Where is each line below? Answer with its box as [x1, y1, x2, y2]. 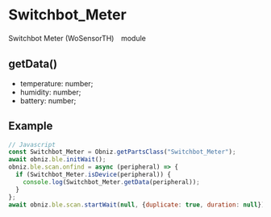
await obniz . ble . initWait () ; [8, 156, 106, 164]
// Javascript [8, 140, 56, 148]
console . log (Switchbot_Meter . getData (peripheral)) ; [23, 177, 200, 186]
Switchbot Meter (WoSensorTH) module [8, 33, 147, 43]
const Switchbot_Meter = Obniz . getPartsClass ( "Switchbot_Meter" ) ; [8, 148, 236, 156]
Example [8, 119, 53, 133]
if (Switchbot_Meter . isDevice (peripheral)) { [15, 171, 172, 179]
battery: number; [19, 95, 77, 106]
